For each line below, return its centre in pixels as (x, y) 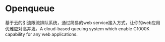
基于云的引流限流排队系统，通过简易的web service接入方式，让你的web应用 (83, 22)
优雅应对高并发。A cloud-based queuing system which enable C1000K (77, 29)
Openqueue (30, 9)
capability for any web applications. (41, 34)
